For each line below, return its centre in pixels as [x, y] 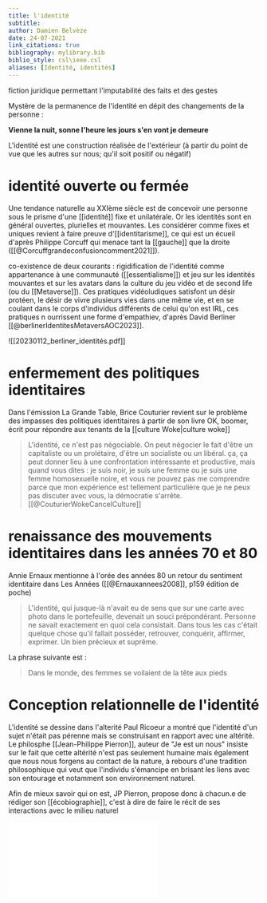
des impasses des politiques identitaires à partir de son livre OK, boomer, [128, 421]
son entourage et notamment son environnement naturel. [102, 778]
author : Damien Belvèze [48, 30]
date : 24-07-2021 [37, 38]
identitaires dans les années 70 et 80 [133, 553]
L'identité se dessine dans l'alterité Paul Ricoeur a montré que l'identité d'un [133, 727]
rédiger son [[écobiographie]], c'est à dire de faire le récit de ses [114, 802]
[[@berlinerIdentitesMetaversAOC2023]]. [76, 325]
